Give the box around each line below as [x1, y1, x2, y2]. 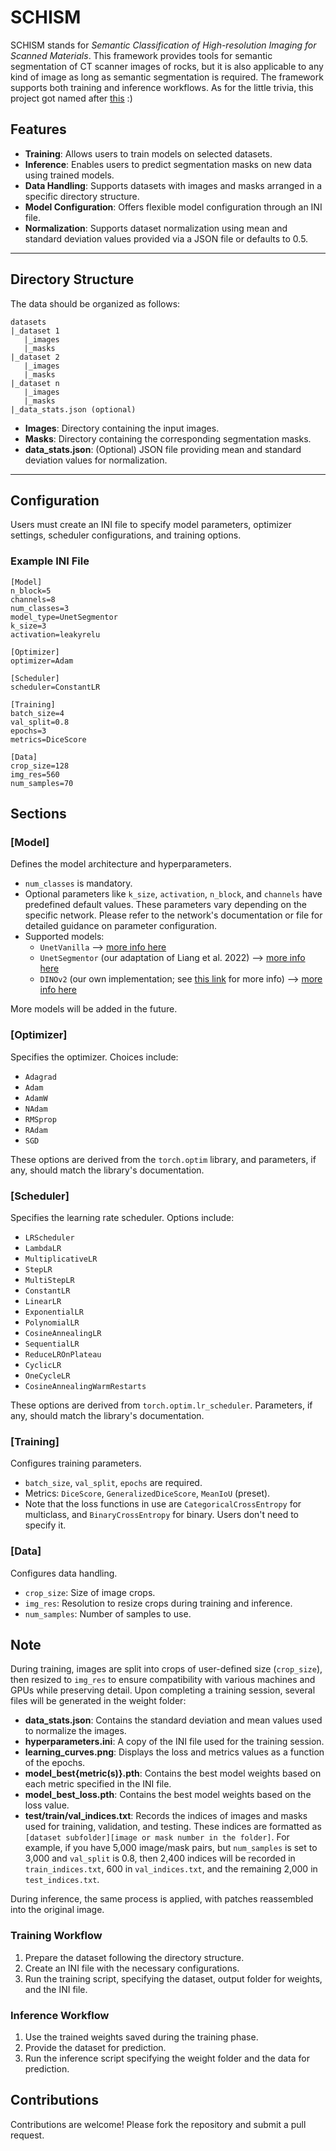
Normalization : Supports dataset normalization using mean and [24, 222, 288, 234]
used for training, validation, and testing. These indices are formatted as [24, 1821, 322, 1833]
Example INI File [10, 554, 90, 568]
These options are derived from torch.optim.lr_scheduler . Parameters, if [10, 1399, 313, 1411]
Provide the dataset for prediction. [24, 2041, 167, 2053]
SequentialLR [24, 1339, 80, 1349]
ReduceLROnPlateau [24, 1349, 102, 1360]
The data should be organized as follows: [10, 297, 181, 310]
